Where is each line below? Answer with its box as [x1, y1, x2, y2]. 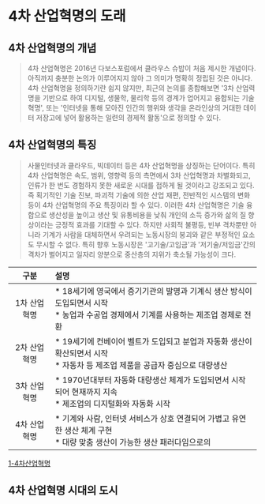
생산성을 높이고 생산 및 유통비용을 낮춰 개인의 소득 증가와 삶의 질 [48, 210, 247, 220]
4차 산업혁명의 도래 [8, 7, 126, 25]
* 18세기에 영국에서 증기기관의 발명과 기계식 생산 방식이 [54, 285, 252, 296]
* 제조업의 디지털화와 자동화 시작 [54, 398, 171, 409]
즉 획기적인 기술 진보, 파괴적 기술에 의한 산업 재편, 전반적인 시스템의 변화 [27, 190, 251, 200]
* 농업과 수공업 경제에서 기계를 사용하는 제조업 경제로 [54, 309, 242, 320]
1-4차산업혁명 [8, 458, 51, 468]
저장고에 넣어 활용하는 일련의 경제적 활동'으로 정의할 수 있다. [35, 113, 222, 122]
